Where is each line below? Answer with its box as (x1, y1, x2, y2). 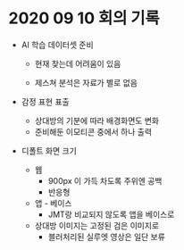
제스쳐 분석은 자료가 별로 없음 (34, 77, 138, 87)
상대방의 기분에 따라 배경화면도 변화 (34, 115, 160, 126)
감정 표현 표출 (21, 96, 70, 107)
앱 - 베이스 (34, 197, 72, 208)
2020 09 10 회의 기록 (8, 8, 160, 29)
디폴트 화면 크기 (21, 145, 77, 156)
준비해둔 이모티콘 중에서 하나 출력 (34, 126, 153, 137)
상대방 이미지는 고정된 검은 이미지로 (34, 220, 160, 230)
